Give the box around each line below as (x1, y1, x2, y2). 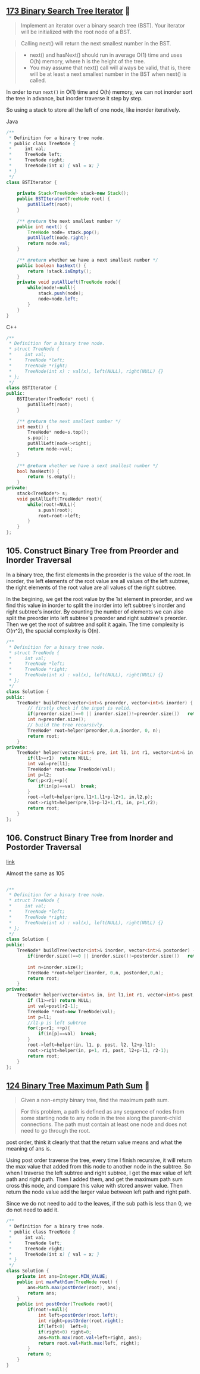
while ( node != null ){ (27, 285, 76, 291)
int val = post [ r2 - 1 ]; (27, 1003, 79, 1009)
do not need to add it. (6, 1206, 59, 1213)
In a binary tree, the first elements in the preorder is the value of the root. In (6, 571, 191, 578)
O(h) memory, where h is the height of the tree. (29, 57, 146, 65)
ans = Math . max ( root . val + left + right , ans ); (37, 1335, 143, 1341)
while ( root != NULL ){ (27, 501, 76, 508)
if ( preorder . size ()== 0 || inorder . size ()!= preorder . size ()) (27, 711, 180, 717)
